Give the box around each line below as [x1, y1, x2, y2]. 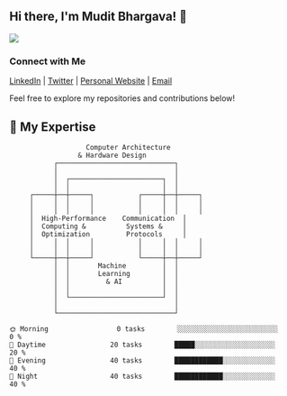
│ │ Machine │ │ [53, 261, 179, 271]
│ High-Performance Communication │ [29, 214, 187, 223]
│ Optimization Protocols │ [29, 229, 187, 239]
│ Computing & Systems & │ [29, 222, 187, 231]
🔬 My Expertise [9, 119, 96, 134]
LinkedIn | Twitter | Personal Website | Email [9, 76, 173, 87]
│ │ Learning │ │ [53, 269, 179, 278]
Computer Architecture [85, 143, 171, 152]
